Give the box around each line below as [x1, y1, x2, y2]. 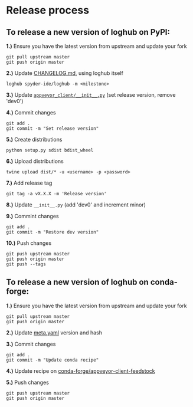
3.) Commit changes [6, 340, 56, 347]
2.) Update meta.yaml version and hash [6, 329, 102, 336]
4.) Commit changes [6, 109, 56, 116]
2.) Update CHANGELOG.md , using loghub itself [6, 70, 124, 77]
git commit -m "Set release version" [6, 126, 99, 132]
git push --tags [6, 261, 46, 267]
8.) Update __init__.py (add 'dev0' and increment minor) [6, 201, 146, 208]
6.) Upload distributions [6, 157, 64, 165]
